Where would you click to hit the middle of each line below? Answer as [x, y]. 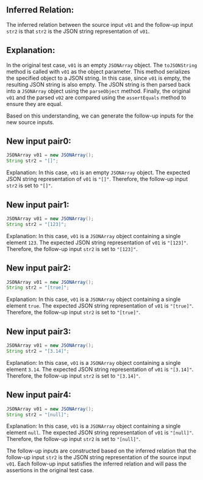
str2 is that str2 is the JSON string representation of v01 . [78, 31]
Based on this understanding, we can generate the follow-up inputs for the [100, 116]
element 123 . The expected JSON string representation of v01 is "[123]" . [97, 242]
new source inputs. [30, 122]
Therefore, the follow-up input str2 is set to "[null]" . [73, 439]
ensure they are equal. [34, 104]
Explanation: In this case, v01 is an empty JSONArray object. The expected [98, 172]
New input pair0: [39, 142]
